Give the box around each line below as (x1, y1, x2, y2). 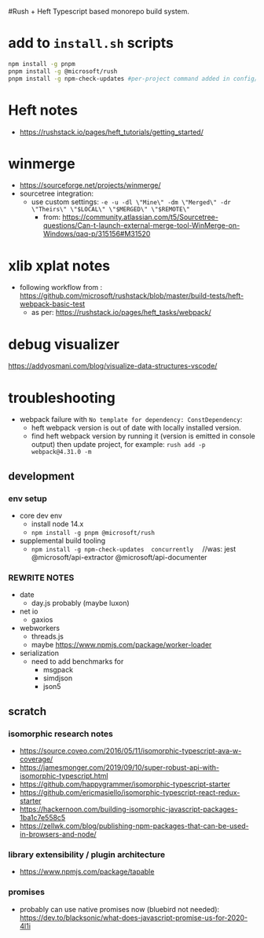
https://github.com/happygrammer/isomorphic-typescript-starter (19, 779, 230, 789)
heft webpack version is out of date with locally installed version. (31, 423, 241, 433)
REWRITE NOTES (8, 572, 75, 583)
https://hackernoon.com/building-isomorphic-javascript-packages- (19, 804, 238, 814)
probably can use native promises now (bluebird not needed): (19, 904, 220, 914)
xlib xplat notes (8, 257, 111, 274)
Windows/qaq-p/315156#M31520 (42, 229, 151, 239)
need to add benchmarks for (31, 657, 124, 666)
